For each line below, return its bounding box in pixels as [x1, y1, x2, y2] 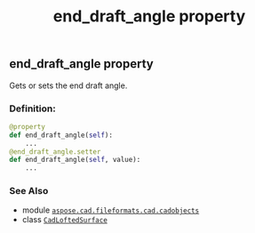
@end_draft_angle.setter [9, 147, 101, 157]
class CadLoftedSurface [21, 214, 108, 225]
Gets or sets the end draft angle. [9, 80, 128, 91]
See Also [9, 185, 49, 197]
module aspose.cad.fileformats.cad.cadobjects [21, 205, 200, 215]
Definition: [9, 102, 56, 115]
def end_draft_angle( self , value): [9, 156, 141, 165]
